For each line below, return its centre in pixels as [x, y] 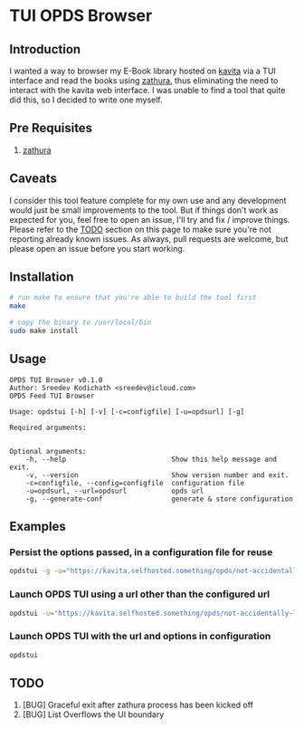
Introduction [45, 49]
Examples [38, 527]
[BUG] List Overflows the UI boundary [93, 715]
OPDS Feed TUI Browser [52, 396]
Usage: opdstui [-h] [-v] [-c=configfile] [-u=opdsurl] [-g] [127, 412]
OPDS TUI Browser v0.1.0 [56, 380]
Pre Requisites [51, 128]
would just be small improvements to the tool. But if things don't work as [144, 210]
